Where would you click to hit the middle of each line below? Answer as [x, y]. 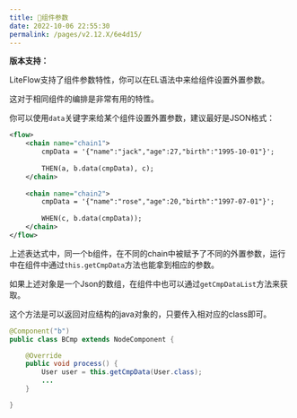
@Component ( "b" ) [39, 331]
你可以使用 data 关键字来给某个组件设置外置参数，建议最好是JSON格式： [142, 118]
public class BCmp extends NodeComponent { [92, 339]
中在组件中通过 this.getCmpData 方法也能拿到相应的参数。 [114, 265]
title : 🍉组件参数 [39, 17]
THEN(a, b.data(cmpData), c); [98, 168]
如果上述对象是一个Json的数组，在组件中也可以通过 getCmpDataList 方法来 [145, 283]
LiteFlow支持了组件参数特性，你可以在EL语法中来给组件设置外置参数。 [140, 80]
